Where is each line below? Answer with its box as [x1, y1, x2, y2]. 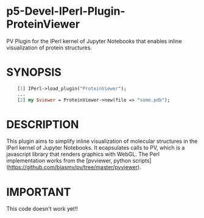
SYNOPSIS [6, 65, 62, 79]
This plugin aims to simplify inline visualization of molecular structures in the [6, 137, 198, 145]
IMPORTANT [6, 185, 71, 199]
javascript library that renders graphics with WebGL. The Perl [6, 151, 160, 158]
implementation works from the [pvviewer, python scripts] [6, 157, 152, 164]
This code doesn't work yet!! [6, 205, 78, 213]
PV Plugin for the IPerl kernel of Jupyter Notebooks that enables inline [6, 37, 182, 45]
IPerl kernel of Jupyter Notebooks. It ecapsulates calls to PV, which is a [6, 144, 185, 151]
